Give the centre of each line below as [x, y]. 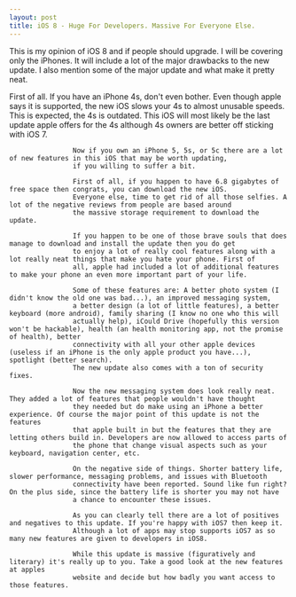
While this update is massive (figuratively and [164, 554]
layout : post [33, 17]
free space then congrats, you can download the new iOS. [118, 189]
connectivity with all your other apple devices [164, 344]
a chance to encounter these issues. [142, 499]
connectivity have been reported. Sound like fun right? [180, 484]
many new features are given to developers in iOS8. [109, 538]
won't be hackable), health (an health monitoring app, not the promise [146, 329]
